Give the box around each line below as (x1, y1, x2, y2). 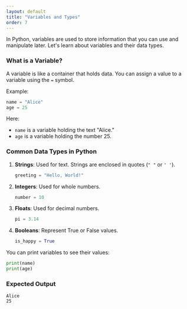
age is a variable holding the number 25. (14, 133, 112, 140)
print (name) (6, 260, 35, 267)
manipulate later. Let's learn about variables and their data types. (6, 42, 164, 49)
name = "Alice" (6, 99, 44, 105)
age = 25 (6, 104, 28, 111)
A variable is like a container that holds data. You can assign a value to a (6, 70, 182, 77)
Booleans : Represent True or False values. (14, 227, 119, 234)
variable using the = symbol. (6, 76, 75, 83)
